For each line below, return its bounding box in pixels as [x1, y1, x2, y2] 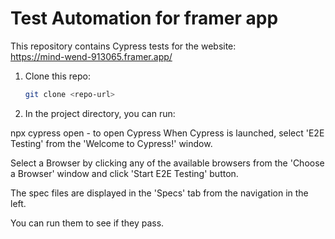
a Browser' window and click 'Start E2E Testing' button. [10, 167, 239, 179]
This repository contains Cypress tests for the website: [10, 40, 237, 52]
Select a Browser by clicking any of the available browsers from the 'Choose [10, 157, 325, 169]
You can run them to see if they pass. [10, 217, 165, 229]
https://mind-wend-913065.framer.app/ [10, 50, 173, 62]
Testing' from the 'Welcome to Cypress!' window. [10, 137, 213, 149]
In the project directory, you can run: [24, 107, 176, 119]
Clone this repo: [24, 70, 91, 82]
